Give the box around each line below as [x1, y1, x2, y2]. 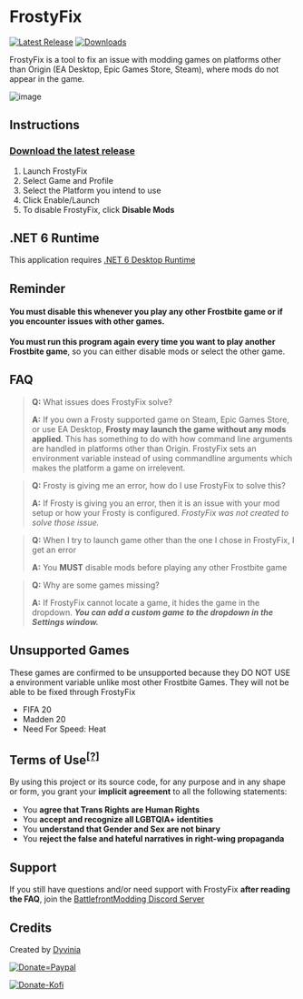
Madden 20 [22, 713, 66, 724]
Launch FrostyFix [22, 166, 88, 177]
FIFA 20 [22, 703, 52, 715]
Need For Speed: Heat [22, 723, 107, 734]
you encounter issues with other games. [9, 316, 165, 327]
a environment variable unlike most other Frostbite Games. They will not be [9, 676, 289, 688]
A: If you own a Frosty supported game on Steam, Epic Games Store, [31, 414, 290, 425]
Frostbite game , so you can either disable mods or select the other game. [9, 346, 286, 357]
